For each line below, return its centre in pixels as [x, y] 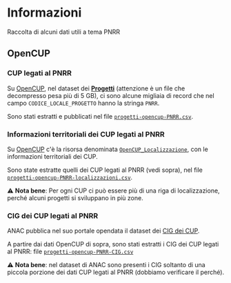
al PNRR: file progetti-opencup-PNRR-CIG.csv [70, 252]
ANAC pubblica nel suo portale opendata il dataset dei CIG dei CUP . [103, 231]
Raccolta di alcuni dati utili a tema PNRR [64, 32]
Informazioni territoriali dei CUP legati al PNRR [86, 134]
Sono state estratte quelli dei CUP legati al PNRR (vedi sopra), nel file [105, 170]
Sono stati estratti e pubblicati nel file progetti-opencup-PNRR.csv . [100, 116]
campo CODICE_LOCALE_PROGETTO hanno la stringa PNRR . [83, 103]
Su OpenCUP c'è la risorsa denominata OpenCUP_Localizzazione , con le [108, 149]
